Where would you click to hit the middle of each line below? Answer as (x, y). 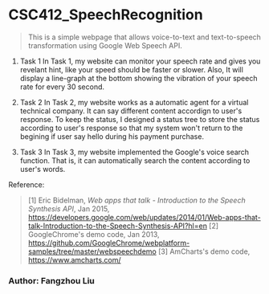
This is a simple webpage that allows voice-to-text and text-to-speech (144, 37)
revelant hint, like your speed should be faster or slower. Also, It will (131, 69)
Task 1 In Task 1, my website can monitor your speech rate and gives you (140, 61)
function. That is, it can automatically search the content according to (135, 160)
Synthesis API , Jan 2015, (69, 208)
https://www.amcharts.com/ (75, 259)
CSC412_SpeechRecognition (106, 15)
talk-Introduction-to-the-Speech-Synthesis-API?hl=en (117, 226)
